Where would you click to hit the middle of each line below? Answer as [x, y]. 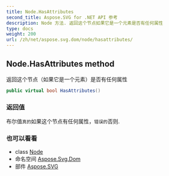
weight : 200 [21, 34]
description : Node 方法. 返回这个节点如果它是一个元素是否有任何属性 [85, 23]
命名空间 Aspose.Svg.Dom [48, 159]
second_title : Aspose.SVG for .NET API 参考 [62, 17]
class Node [29, 152]
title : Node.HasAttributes [40, 12]
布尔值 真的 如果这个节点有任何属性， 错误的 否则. [63, 121]
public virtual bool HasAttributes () [54, 91]
